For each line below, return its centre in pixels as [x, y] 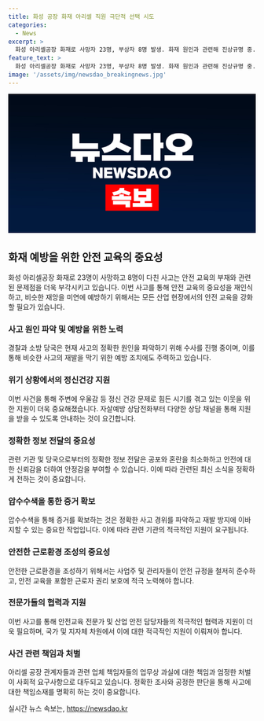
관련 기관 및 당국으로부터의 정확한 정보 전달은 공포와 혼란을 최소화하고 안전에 [126, 459]
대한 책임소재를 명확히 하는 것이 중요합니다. [74, 692]
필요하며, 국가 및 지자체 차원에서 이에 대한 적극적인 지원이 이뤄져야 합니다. [129, 631]
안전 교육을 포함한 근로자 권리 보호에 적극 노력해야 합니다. [106, 580]
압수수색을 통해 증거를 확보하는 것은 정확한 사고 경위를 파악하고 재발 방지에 [123, 520]
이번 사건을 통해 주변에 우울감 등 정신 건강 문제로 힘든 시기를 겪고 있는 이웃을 [125, 399]
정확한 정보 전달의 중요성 [52, 440]
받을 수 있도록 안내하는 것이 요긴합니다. [76, 418]
